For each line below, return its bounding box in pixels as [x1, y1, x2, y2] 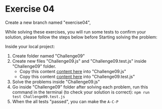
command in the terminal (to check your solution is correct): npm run [12, 89, 150, 95]
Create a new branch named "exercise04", [5, 19, 91, 25]
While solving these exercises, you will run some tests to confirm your [5, 29, 146, 35]
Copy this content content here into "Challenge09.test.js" [19, 73, 135, 79]
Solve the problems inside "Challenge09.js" [12, 79, 100, 85]
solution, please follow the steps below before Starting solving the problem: [5, 34, 158, 40]
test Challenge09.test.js [12, 94, 65, 99]
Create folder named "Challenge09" [12, 53, 85, 59]
